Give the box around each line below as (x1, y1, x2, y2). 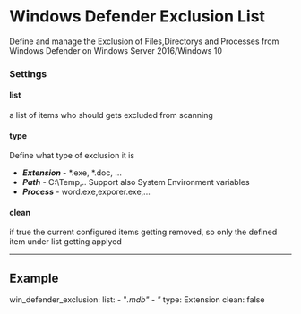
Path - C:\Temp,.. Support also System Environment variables (21, 177, 250, 188)
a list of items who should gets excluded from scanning (9, 110, 213, 121)
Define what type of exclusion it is (9, 150, 135, 161)
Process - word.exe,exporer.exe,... (21, 186, 150, 198)
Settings (9, 67, 47, 80)
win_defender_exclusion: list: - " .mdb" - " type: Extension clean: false (9, 294, 265, 305)
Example (9, 270, 59, 285)
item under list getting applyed (9, 236, 123, 247)
